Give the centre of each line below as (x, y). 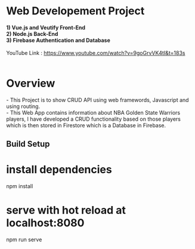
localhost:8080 (45, 223)
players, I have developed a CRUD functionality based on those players (93, 119)
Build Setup (28, 144)
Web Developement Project (75, 11)
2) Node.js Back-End (32, 33)
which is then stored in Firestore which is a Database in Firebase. (86, 125)
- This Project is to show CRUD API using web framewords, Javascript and (97, 100)
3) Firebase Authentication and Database (58, 40)
